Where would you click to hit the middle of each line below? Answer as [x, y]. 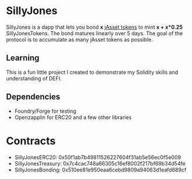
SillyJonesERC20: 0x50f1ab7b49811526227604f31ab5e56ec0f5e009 [98, 157]
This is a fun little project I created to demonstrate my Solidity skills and [92, 72]
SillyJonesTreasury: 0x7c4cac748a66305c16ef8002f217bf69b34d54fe [100, 163]
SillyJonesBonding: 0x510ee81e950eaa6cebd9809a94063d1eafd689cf [100, 170]
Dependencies [33, 97]
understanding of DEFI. [34, 78]
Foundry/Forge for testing [45, 111]
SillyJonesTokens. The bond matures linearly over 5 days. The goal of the [95, 33]
